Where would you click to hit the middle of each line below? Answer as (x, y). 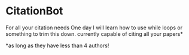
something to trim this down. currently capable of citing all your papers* (94, 33)
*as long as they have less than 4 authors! (57, 45)
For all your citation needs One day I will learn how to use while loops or (94, 27)
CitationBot (34, 11)
